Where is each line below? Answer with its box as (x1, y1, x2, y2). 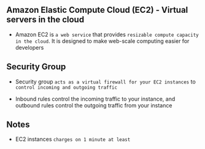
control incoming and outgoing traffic (15, 84, 118, 91)
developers (15, 44, 44, 51)
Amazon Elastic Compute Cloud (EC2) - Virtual (6, 5, 188, 15)
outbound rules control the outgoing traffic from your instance (15, 101, 172, 109)
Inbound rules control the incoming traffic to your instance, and (15, 95, 176, 102)
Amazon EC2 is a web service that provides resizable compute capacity (15, 31, 199, 38)
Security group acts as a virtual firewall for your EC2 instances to (15, 78, 196, 85)
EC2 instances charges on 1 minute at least (15, 136, 131, 143)
